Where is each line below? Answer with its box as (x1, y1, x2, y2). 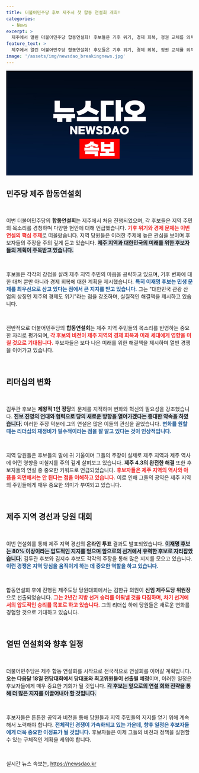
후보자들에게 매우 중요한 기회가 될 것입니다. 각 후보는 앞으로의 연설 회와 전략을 (6, 682, 185, 689)
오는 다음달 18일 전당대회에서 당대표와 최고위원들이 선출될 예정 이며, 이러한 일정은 (6, 675, 192, 682)
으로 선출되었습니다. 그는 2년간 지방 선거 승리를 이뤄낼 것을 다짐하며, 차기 (6, 594, 174, 601)
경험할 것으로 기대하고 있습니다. (6, 608, 79, 615)
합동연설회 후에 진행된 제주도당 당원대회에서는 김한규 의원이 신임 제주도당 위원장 (6, 586, 191, 594)
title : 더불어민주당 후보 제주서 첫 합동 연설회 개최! (6, 9, 121, 15)
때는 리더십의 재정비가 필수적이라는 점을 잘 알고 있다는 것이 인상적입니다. (6, 427, 172, 435)
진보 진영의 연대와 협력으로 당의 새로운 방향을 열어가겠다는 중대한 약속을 (14, 412, 178, 420)
